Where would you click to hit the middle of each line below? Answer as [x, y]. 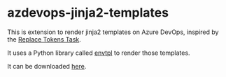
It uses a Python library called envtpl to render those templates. [99, 53]
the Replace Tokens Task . [44, 39]
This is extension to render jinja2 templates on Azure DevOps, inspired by [113, 32]
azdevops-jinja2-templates [88, 13]
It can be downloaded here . [47, 66]
